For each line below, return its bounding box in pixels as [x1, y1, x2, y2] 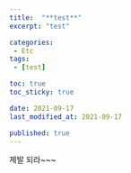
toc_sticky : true [9, 87, 74, 96]
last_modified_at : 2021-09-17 [9, 112, 123, 122]
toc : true [9, 79, 47, 88]
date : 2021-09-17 [9, 104, 74, 113]
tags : [9, 55, 30, 64]
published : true [9, 128, 70, 138]
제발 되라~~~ [9, 154, 57, 165]
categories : [9, 38, 54, 47]
